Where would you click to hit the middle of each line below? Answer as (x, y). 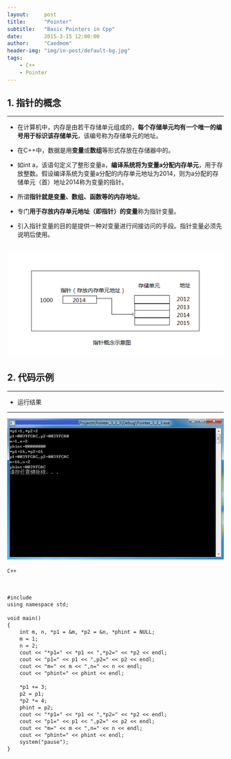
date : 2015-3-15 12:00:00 (53, 36)
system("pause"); (44, 742)
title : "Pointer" (40, 22)
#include (20, 597)
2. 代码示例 (31, 378)
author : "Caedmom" (40, 44)
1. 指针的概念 (34, 103)
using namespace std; (38, 604)
